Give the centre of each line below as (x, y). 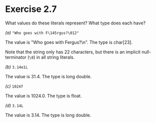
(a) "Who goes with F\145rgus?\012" (42, 32)
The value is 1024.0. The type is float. (43, 96)
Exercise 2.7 (31, 9)
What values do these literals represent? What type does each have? (75, 23)
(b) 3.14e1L (17, 67)
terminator (16, 57)
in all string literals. (56, 57)
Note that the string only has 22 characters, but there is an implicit (73, 52)
